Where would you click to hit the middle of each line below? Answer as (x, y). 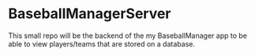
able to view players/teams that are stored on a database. (102, 43)
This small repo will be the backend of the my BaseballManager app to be (127, 35)
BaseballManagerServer (90, 14)
